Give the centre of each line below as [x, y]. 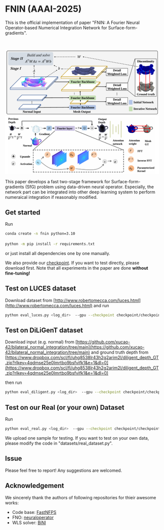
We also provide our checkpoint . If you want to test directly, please [72, 263]
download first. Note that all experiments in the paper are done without [77, 268]
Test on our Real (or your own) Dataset [65, 407]
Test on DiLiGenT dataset [44, 330]
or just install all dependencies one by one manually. [58, 253]
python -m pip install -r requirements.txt [50, 244]
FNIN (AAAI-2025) [43, 9]
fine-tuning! [18, 273]
